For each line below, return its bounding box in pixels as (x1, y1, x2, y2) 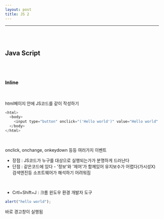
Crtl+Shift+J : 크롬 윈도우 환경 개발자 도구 (12, 189, 93, 195)
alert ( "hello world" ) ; (5, 199, 51, 204)
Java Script (5, 49, 41, 57)
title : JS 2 (5, 12, 29, 17)
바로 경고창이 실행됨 (5, 208, 43, 215)
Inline (5, 79, 19, 86)
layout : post (5, 7, 32, 12)
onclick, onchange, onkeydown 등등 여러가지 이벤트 (5, 147, 107, 153)
